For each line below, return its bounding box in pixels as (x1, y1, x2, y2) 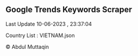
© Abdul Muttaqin (5, 43, 50, 50)
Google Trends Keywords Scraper (5, 5, 132, 15)
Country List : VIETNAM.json (5, 32, 75, 39)
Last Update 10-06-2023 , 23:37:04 (5, 20, 92, 27)
